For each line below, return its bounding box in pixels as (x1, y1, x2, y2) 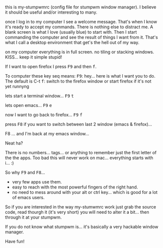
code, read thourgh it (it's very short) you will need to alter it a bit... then (5, 209, 149, 215)
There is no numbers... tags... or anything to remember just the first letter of (5, 150, 157, 155)
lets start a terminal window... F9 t (5, 93, 74, 99)
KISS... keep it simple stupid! (5, 54, 62, 60)
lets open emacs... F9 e (5, 103, 52, 108)
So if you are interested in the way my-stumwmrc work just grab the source (5, 204, 157, 209)
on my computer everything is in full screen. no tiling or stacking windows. (5, 49, 154, 55)
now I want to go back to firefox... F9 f (5, 112, 83, 118)
